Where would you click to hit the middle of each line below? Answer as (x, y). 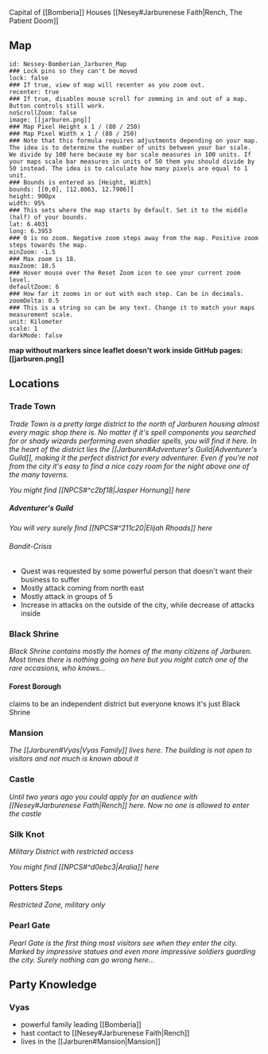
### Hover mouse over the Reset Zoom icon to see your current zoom (125, 273)
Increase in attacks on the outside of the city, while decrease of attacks (138, 605)
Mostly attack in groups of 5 (67, 596)
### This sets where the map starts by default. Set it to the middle (128, 210)
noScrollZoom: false (43, 113)
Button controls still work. (57, 106)
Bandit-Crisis (31, 546)
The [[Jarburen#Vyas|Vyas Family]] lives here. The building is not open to (131, 750)
